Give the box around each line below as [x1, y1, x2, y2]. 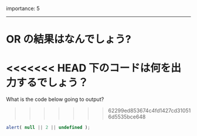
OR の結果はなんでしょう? [6, 33, 131, 46]
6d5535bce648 [108, 113, 146, 120]
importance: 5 [6, 5, 40, 12]
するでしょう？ [16, 76, 89, 89]
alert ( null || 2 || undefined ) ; [6, 125, 91, 131]
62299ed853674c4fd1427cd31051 [108, 107, 191, 114]
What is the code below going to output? [6, 96, 104, 103]
